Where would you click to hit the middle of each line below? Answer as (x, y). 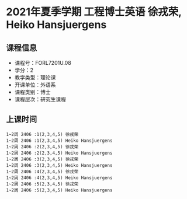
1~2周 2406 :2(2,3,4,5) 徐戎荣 (42, 146)
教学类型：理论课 (35, 77)
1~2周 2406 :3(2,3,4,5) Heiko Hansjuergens (59, 165)
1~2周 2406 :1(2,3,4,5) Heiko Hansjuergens (59, 141)
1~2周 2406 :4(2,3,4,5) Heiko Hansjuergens (59, 178)
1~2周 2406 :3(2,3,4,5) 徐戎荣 (42, 159)
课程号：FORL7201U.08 (43, 63)
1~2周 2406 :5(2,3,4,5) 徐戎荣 (42, 184)
